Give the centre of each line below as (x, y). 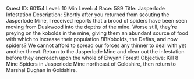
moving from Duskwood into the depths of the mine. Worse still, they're (91, 27)
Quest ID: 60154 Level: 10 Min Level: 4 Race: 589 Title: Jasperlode (85, 8)
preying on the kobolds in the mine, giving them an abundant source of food (97, 33)
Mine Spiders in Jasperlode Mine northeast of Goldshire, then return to (91, 64)
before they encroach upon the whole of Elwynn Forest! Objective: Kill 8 (92, 58)
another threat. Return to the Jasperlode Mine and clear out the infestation (95, 51)
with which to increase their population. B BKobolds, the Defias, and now (92, 39)
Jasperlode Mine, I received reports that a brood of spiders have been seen (97, 21)
